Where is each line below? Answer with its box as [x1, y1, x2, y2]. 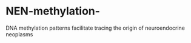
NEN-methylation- [5, 4, 101, 18]
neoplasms [5, 30, 33, 38]
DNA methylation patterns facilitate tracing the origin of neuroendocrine [5, 24, 186, 31]
